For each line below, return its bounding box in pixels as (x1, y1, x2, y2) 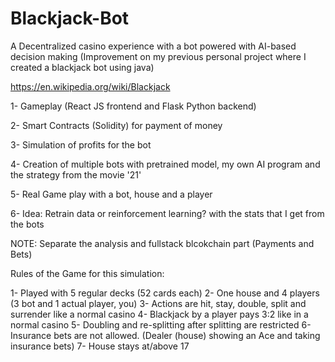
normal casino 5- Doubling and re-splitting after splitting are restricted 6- (10, 318, 312, 331)
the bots (10, 218, 45, 230)
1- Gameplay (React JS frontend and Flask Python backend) (10, 100, 257, 112)
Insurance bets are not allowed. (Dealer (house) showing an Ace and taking (10, 329, 321, 341)
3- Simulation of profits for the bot (10, 138, 152, 151)
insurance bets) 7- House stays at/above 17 (10, 340, 190, 352)
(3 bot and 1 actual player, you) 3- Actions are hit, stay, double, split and (10, 297, 307, 309)
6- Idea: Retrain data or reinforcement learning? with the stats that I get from (10, 207, 325, 219)
